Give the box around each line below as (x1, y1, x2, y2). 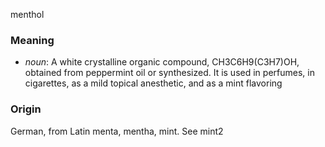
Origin (10, 102, 42, 116)
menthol (10, 9, 45, 20)
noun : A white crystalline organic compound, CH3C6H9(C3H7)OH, (24, 56, 300, 68)
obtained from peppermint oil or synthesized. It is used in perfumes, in (24, 67, 315, 79)
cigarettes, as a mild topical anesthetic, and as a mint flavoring (24, 77, 283, 89)
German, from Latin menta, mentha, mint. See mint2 (10, 125, 224, 137)
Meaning (10, 33, 55, 47)
